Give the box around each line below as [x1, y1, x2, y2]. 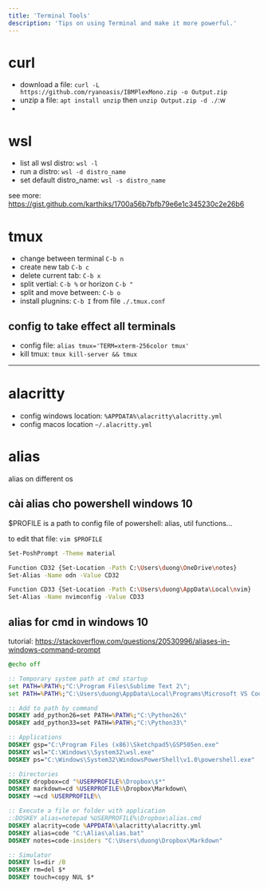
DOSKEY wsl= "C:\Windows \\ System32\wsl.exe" [8, 748, 156, 756]
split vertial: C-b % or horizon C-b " [19, 279, 134, 289]
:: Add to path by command [8, 704, 98, 712]
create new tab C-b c [19, 262, 89, 272]
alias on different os [8, 474, 73, 484]
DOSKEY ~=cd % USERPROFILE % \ [8, 792, 102, 800]
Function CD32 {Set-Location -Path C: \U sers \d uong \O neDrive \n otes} [8, 564, 238, 572]
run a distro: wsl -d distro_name [19, 167, 126, 177]
